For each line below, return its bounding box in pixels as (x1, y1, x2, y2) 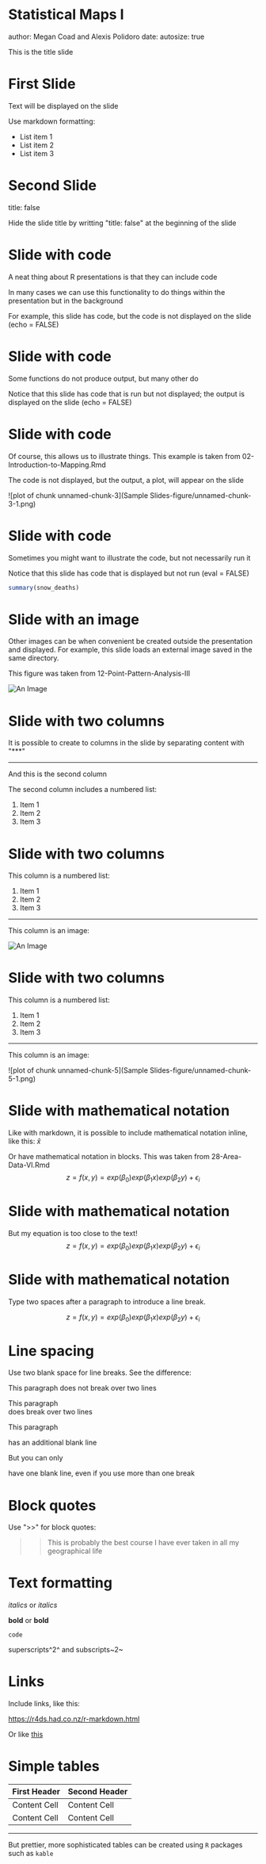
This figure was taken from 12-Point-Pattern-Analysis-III (8, 668, 191, 679)
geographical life (47, 1546, 103, 1556)
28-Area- (211, 1152, 242, 1162)
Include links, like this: (8, 1699, 81, 1709)
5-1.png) (8, 1074, 36, 1084)
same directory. (8, 653, 59, 663)
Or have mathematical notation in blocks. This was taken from (8, 1152, 210, 1162)
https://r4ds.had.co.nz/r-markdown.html (8, 1714, 140, 1724)
